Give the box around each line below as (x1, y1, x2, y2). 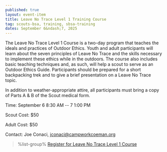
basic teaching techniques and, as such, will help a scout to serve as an (5, 61, 154, 67)
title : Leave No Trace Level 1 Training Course (5, 17, 107, 22)
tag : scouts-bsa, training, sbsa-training (5, 21, 95, 27)
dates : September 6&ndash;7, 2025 (5, 26, 78, 31)
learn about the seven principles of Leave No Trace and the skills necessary (5, 51, 162, 57)
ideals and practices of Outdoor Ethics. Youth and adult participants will (5, 45, 153, 51)
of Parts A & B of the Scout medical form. (5, 93, 90, 99)
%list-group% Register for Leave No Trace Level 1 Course (17, 141, 137, 147)
